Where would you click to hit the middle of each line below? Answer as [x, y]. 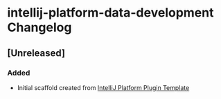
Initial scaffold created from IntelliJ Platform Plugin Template [103, 87]
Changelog [39, 27]
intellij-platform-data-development [110, 13]
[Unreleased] [36, 53]
